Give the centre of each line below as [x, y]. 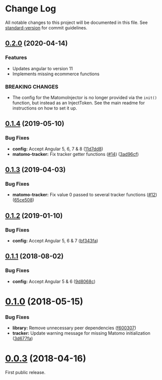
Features [16, 58]
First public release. [25, 373]
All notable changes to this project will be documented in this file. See [77, 22]
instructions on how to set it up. [44, 108]
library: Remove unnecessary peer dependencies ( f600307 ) [74, 328]
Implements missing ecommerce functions [56, 74]
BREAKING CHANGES [32, 87]
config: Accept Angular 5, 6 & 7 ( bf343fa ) [55, 241]
